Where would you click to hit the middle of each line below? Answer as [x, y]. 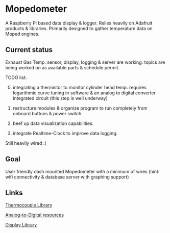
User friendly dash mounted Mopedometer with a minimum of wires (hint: [82, 171]
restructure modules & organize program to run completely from [80, 108]
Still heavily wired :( [26, 143]
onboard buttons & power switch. [48, 113]
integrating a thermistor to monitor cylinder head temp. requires [80, 87]
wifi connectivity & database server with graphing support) [67, 177]
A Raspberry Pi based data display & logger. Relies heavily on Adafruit [79, 23]
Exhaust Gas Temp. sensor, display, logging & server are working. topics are [85, 62]
